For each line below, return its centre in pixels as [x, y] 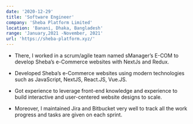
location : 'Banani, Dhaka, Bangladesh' [55, 28]
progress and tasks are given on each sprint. [68, 115]
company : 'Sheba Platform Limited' [49, 22]
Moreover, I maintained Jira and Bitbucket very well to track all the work [101, 108]
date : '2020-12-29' [30, 11]
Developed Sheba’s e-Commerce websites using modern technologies [99, 73]
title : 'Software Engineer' [40, 17]
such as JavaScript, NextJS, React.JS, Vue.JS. [71, 79]
